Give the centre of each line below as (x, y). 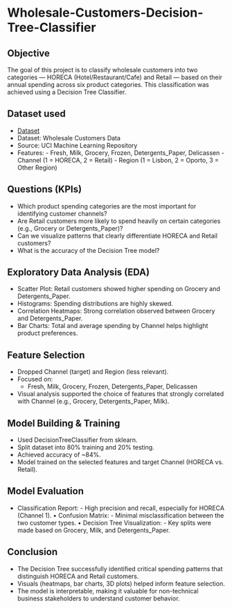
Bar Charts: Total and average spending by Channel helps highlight (113, 326)
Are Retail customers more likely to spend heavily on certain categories (119, 221)
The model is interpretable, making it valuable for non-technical (108, 591)
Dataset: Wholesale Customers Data (69, 138)
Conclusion (33, 552)
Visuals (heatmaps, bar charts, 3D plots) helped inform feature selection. (121, 583)
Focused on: (35, 379)
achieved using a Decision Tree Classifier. (67, 92)
